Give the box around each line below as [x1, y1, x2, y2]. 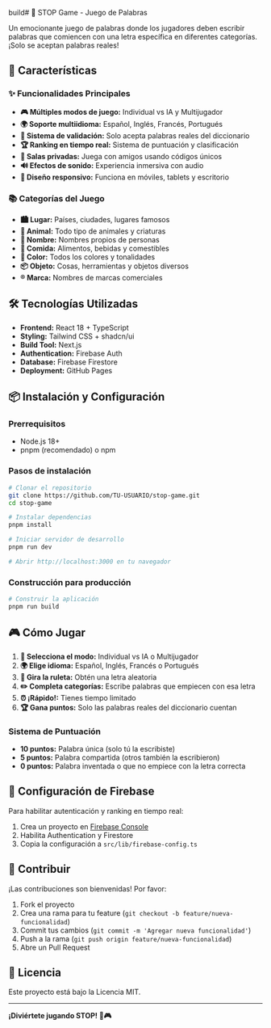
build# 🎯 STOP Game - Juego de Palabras [8, 8, 148, 17]
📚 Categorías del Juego [8, 192, 105, 204]
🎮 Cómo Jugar [8, 626, 86, 640]
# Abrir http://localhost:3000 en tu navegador [8, 558, 172, 566]
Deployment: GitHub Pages [19, 365, 113, 375]
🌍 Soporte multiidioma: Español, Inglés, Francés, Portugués [19, 119, 223, 128]
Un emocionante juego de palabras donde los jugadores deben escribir [8, 23, 245, 32]
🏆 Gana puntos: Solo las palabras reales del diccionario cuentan [19, 702, 237, 712]
